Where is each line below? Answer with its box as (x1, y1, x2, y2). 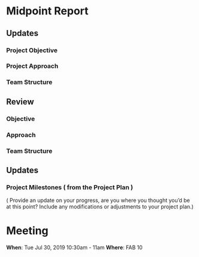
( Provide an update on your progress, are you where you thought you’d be (6, 196, 190, 204)
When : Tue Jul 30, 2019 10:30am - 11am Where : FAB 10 (6, 244, 143, 251)
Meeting (6, 224, 49, 238)
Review (6, 96, 35, 107)
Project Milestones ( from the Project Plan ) (6, 183, 133, 191)
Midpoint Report (6, 4, 88, 18)
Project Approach (6, 62, 59, 70)
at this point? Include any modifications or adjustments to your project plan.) (6, 203, 194, 210)
